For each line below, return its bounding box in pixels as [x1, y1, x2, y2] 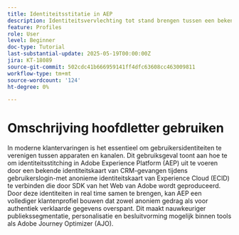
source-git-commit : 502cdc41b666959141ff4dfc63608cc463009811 [7, 63, 196, 70]
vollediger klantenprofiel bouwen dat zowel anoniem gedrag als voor [7, 197, 208, 205]
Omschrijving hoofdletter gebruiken [7, 120, 224, 136]
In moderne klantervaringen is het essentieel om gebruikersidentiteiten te [7, 144, 222, 152]
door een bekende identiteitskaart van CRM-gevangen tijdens [7, 167, 188, 175]
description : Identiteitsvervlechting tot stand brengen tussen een [7, 17, 215, 24]
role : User [7, 30, 40, 38]
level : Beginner [7, 37, 55, 44]
